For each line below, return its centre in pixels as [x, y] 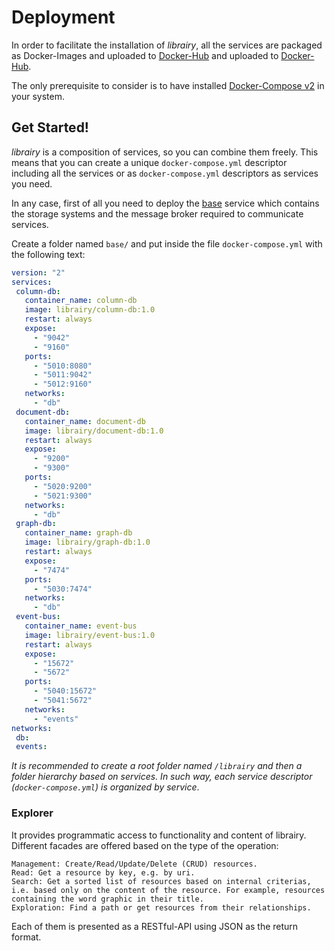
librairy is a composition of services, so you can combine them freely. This [165, 152]
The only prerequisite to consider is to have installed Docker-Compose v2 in [168, 85]
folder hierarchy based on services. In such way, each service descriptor [162, 777]
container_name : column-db [81, 301]
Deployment [63, 17]
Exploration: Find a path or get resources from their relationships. [161, 907]
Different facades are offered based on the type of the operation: [145, 845]
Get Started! [50, 127]
